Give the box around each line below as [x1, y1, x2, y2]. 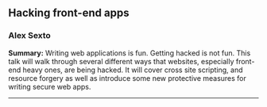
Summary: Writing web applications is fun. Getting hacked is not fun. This [8, 48, 251, 58]
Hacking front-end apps [8, 6, 130, 20]
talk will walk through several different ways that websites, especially [8, 56, 234, 66]
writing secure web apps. [8, 82, 91, 91]
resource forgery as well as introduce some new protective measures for [8, 73, 246, 82]
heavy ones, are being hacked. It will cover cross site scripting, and [22, 65, 244, 75]
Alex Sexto [8, 30, 52, 41]
